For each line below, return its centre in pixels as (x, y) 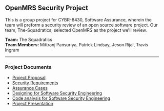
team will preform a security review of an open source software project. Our (81, 25)
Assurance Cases (30, 88)
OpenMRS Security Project (47, 8)
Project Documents (29, 67)
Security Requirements (35, 83)
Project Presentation (33, 104)
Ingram (12, 50)
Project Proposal (29, 78)
